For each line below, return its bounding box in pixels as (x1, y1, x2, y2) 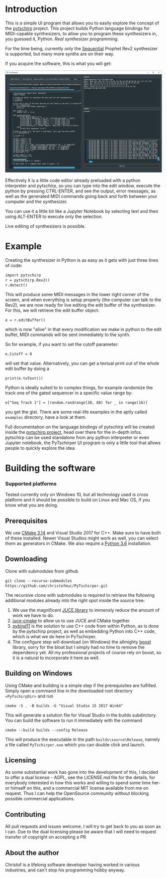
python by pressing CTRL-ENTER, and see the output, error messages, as (5, 188, 156, 194)
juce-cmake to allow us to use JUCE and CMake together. (12, 617, 131, 624)
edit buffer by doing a (5, 365, 50, 371)
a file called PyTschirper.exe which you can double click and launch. (5, 741, 146, 747)
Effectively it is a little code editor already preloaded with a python (5, 177, 141, 183)
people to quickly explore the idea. (5, 445, 76, 451)
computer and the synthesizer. (5, 198, 68, 204)
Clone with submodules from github (5, 568, 79, 574)
